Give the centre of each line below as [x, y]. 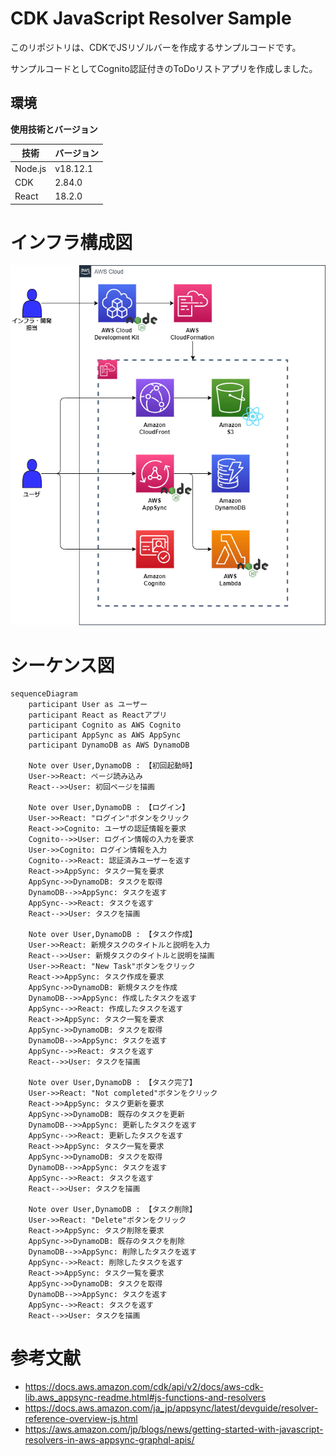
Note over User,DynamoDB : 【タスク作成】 [113, 935]
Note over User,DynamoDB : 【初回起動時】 [113, 766]
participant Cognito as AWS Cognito [105, 725]
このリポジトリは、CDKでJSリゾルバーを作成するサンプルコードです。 [156, 47]
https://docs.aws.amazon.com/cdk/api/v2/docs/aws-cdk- [144, 1387]
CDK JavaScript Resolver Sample [151, 18]
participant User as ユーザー [88, 705]
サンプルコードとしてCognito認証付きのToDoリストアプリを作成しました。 [164, 68]
